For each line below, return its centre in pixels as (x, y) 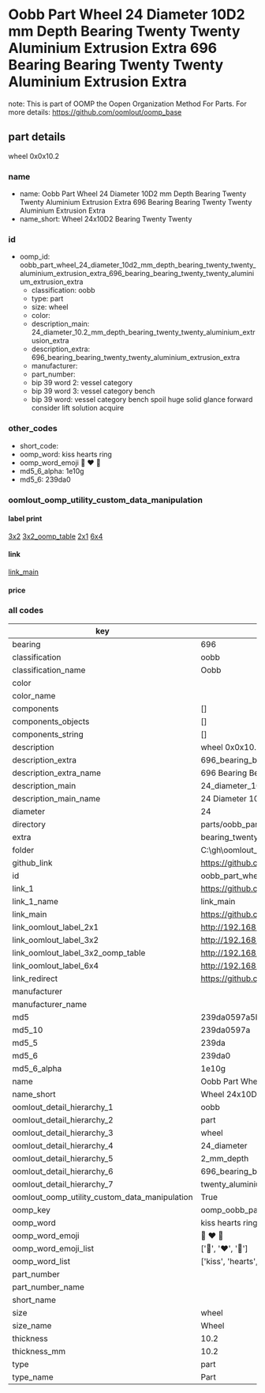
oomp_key (32, 1209)
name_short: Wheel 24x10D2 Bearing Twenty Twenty (106, 219)
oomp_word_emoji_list (53, 1248)
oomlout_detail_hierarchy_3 (63, 1133)
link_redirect (35, 979)
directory (29, 824)
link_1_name (35, 901)
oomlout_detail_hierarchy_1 (63, 1107)
